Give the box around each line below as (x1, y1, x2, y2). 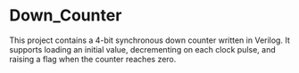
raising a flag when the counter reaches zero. (9, 53, 177, 64)
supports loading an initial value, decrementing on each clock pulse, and (9, 44, 276, 54)
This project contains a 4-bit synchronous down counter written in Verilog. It (9, 35, 290, 45)
